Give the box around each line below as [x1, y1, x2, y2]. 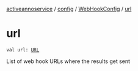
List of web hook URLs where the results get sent [6, 58, 130, 65]
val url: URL [6, 47, 40, 53]
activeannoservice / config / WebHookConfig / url [6, 6, 132, 12]
